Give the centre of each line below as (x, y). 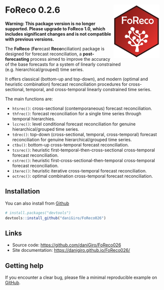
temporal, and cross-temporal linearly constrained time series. (89, 89)
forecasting (17, 59)
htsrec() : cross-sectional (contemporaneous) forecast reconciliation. (82, 108)
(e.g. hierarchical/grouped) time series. (45, 69)
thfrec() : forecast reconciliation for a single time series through (77, 113)
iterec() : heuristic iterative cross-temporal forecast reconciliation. (79, 170)
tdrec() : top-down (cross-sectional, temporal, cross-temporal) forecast (84, 134)
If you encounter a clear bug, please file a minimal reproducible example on (81, 278)
